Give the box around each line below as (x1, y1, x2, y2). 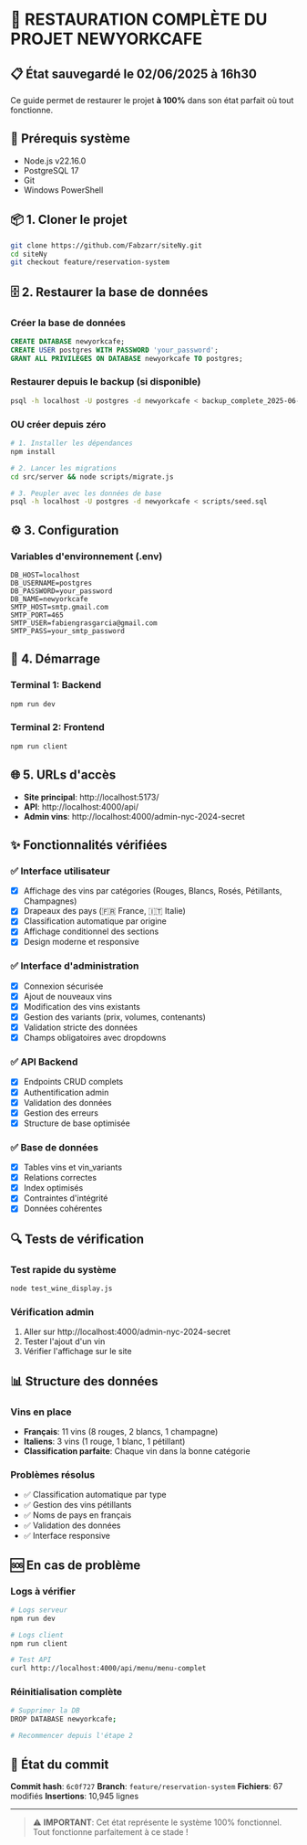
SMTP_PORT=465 (10, 610, 65, 620)
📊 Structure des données (10, 1373, 159, 1389)
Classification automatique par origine (23, 916, 167, 927)
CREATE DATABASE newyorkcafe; (10, 336, 126, 346)
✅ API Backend (10, 1055, 78, 1068)
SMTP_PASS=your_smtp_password (10, 626, 126, 635)
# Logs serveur (10, 1605, 68, 1615)
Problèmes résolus (10, 1468, 96, 1480)
